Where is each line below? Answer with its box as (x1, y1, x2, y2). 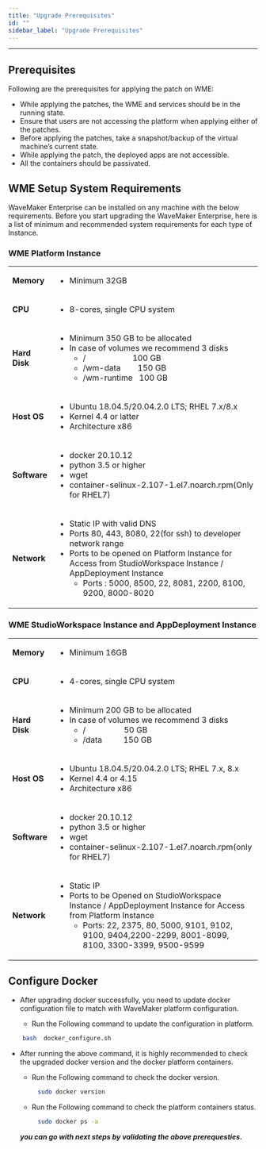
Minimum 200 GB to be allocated (69, 704, 192, 715)
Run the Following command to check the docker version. (31, 1073, 220, 1082)
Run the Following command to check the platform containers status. (31, 1102, 256, 1112)
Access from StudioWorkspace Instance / (69, 558, 224, 569)
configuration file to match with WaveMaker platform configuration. (19, 1004, 239, 1013)
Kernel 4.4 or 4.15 (69, 773, 138, 784)
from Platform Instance (69, 909, 154, 920)
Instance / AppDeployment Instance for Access (69, 900, 245, 911)
